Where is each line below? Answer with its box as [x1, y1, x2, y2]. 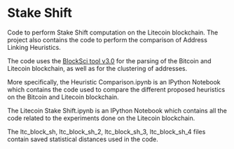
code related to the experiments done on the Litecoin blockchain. [7, 114, 195, 122]
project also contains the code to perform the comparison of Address [7, 35, 208, 44]
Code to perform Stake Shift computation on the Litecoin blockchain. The [7, 28, 219, 37]
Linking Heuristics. [7, 43, 61, 51]
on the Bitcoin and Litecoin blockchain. [7, 93, 119, 101]
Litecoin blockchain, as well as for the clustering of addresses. [7, 64, 188, 72]
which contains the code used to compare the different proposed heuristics [7, 85, 226, 93]
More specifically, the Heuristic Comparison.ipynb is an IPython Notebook [7, 77, 221, 86]
